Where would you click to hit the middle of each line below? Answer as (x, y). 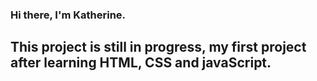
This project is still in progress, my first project (158, 47)
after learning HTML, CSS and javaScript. (141, 63)
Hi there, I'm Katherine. (68, 15)
